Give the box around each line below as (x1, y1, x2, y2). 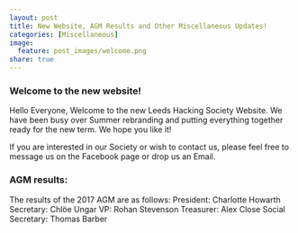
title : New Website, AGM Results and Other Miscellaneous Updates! (9, 22, 268, 31)
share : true (9, 55, 54, 64)
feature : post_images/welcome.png (17, 47, 147, 56)
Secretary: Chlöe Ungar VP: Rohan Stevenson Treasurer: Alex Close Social (9, 203, 285, 214)
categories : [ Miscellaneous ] (9, 30, 119, 39)
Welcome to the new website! (9, 85, 142, 97)
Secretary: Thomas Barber (9, 213, 108, 224)
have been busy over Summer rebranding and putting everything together (9, 114, 284, 126)
